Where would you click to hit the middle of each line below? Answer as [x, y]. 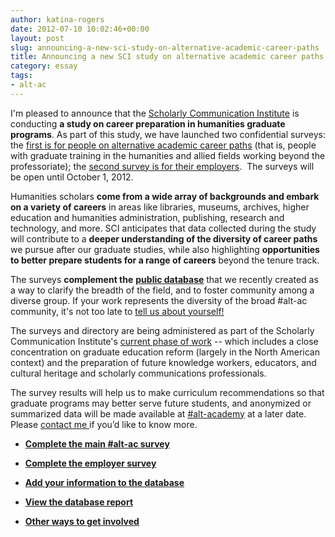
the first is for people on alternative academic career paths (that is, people [163, 145]
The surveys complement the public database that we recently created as [164, 279]
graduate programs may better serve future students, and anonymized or [161, 403]
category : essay [44, 66]
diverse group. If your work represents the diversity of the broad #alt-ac [159, 300]
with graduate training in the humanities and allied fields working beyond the [168, 155]
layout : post [37, 38]
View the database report [79, 502]
